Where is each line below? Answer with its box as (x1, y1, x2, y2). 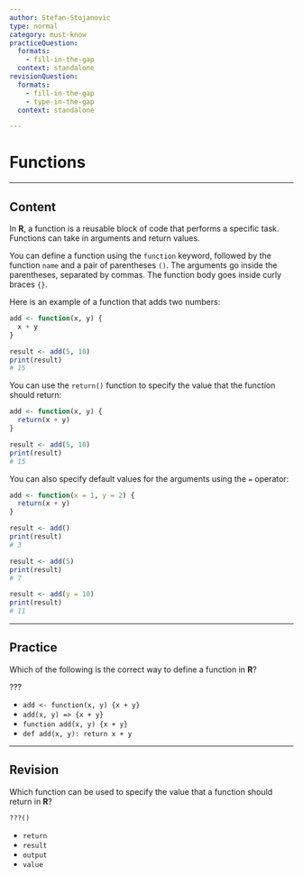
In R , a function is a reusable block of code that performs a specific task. (9, 223, 280, 234)
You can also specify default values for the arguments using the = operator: (9, 473, 289, 484)
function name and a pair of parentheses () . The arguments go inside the (9, 260, 278, 271)
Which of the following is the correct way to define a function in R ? (9, 664, 257, 675)
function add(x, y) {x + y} (22, 719, 128, 729)
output (22, 850, 48, 860)
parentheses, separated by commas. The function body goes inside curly (9, 270, 282, 280)
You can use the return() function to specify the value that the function (9, 380, 276, 391)
